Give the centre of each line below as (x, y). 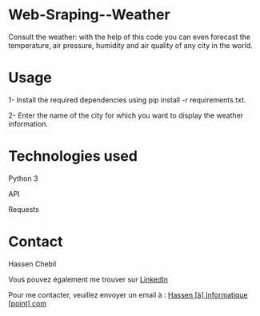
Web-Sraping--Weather (89, 15)
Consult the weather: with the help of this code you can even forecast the (129, 37)
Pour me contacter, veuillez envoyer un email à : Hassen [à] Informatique (128, 294)
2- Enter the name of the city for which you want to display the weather (126, 115)
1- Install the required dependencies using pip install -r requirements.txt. (127, 100)
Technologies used (73, 156)
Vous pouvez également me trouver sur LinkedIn (88, 279)
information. (28, 124)
